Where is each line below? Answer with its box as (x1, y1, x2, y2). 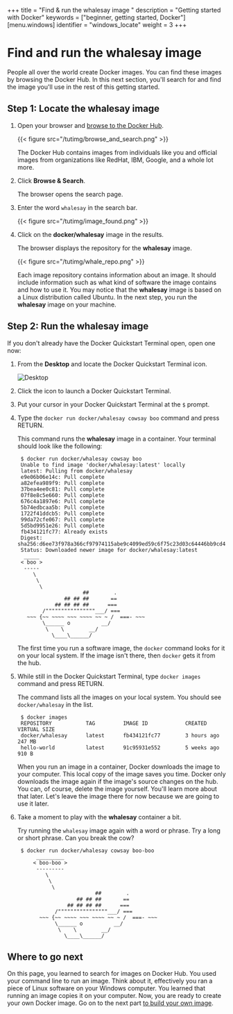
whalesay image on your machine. (17, 300, 116, 309)
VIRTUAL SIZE (17, 726, 55, 733)
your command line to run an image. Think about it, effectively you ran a (7, 976, 213, 986)
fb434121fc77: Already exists (20, 528, 108, 535)
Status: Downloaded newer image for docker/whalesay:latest (20, 546, 198, 553)
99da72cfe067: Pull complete (20, 516, 105, 523)
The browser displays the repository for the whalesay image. (17, 243, 192, 252)
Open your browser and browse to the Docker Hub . (17, 121, 164, 129)
